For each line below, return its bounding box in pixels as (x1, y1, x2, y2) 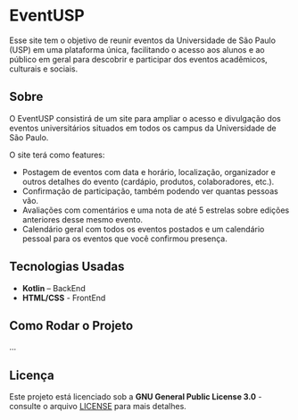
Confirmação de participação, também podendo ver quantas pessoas (21, 185, 278, 197)
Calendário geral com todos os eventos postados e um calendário (21, 223, 265, 234)
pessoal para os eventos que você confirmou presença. (21, 233, 228, 244)
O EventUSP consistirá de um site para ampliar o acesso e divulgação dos (9, 113, 281, 123)
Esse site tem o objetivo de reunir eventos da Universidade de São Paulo (9, 35, 277, 46)
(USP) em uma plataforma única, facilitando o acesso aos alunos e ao (9, 44, 265, 55)
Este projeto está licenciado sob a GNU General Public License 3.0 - (9, 391, 262, 402)
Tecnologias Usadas (9, 259, 125, 274)
